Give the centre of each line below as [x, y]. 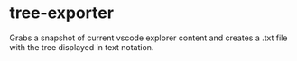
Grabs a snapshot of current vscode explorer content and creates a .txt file [148, 38]
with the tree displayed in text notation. [82, 47]
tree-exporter [62, 13]
